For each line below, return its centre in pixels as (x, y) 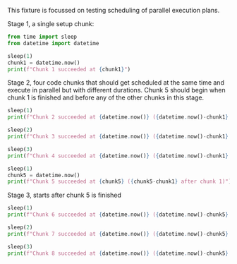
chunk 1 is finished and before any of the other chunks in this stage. (106, 97)
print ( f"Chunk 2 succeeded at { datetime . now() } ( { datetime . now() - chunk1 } (118, 117)
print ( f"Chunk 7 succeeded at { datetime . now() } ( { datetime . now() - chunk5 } (118, 234)
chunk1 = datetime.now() (44, 63)
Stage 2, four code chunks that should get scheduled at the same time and (116, 83)
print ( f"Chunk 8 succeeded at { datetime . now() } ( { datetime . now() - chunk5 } (118, 253)
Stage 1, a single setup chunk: (51, 24)
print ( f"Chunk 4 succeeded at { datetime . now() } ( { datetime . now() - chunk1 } (118, 156)
